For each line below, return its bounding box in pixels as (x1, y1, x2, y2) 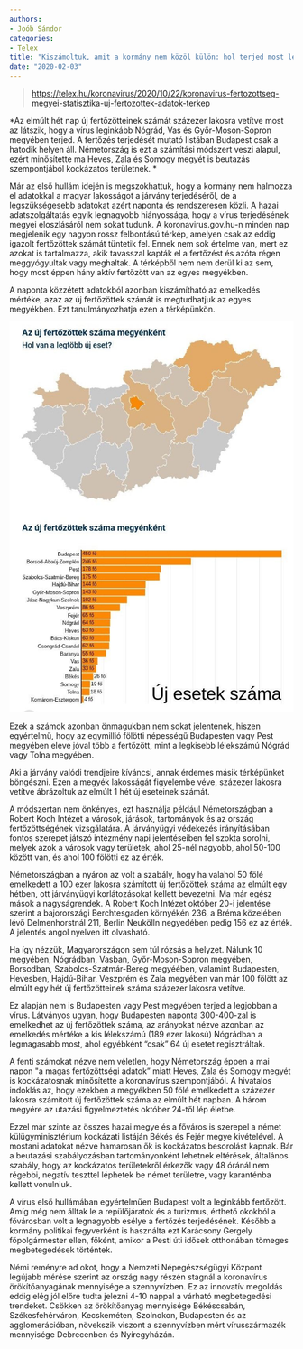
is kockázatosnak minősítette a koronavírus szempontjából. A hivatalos (9, 1075, 272, 1085)
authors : (9, 14, 42, 23)
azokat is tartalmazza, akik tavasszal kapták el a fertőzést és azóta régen (9, 248, 281, 258)
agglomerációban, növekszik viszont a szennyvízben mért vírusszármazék (9, 1319, 286, 1330)
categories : (9, 33, 54, 42)
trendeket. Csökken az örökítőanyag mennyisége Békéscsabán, (9, 1300, 246, 1311)
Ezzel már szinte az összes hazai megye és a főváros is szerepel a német (9, 1121, 282, 1132)
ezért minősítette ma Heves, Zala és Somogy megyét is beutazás (9, 154, 251, 164)
